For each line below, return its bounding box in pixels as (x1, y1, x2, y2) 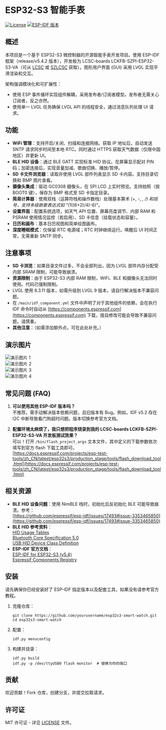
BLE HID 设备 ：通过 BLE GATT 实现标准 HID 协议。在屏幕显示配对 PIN (12, 158, 154, 164)
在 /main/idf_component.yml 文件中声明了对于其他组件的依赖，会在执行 (12, 300, 158, 306)
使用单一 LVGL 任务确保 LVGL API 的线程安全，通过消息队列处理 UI (12, 104, 148, 109)
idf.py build (12, 656, 40, 661)
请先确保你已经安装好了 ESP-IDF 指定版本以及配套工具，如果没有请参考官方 (5, 586, 160, 592)
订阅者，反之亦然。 (12, 98, 52, 104)
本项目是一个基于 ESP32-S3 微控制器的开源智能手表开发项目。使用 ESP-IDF (5, 52, 160, 57)
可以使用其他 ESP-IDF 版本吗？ (12, 403, 75, 409)
